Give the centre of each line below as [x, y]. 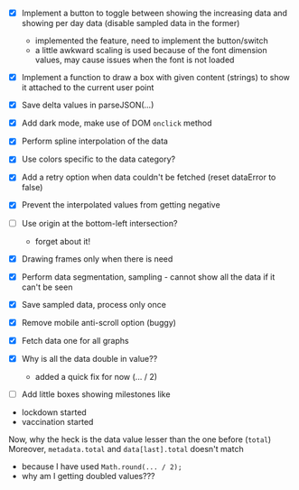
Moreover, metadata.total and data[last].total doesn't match [126, 449]
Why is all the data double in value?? [89, 358]
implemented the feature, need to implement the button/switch [151, 41]
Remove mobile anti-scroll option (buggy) [99, 322]
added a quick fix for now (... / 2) [96, 376]
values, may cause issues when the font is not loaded [135, 60]
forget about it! [63, 241]
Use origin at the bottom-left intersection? [99, 223]
